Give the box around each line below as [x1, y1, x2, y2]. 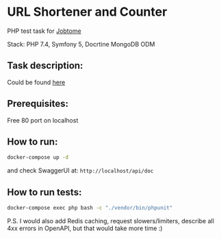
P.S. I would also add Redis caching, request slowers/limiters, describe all [7, 216, 214, 225]
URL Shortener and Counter [7, 4, 168, 20]
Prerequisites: [7, 98, 68, 110]
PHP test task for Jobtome [7, 27, 81, 35]
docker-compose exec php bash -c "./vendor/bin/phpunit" [7, 205, 173, 212]
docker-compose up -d [7, 154, 69, 161]
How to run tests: [7, 186, 82, 198]
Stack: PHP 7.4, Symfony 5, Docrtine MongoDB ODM [7, 40, 155, 48]
